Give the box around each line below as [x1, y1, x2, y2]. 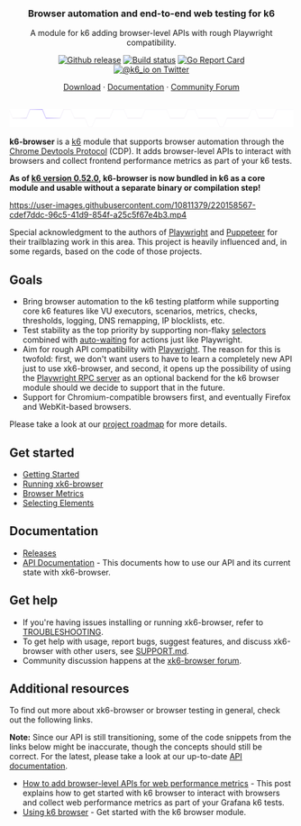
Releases [22, 548, 57, 558]
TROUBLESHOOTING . [22, 626, 104, 637]
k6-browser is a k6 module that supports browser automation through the [9, 136, 285, 147]
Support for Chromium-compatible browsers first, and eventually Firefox [22, 392, 291, 403]
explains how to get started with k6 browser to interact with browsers [22, 787, 281, 799]
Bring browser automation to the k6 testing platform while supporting [22, 296, 279, 307]
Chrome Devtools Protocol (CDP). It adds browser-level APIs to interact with [9, 146, 291, 157]
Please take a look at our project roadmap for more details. [9, 419, 228, 430]
